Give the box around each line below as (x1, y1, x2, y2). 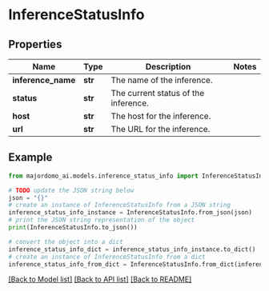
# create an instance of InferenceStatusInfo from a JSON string (8, 201, 231, 209)
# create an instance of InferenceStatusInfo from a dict (8, 253, 206, 261)
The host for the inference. (110, 110, 211, 122)
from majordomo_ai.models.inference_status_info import (8, 172, 199, 180)
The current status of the (110, 88, 205, 98)
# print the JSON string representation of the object (8, 216, 195, 225)
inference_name (12, 74, 76, 86)
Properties (8, 38, 62, 51)
